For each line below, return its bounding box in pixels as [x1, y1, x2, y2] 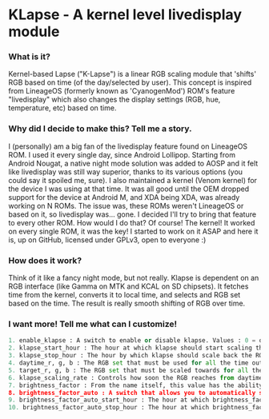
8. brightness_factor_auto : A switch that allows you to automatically [8, 389, 256, 397]
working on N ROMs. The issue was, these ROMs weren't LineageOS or [8, 201, 244, 210]
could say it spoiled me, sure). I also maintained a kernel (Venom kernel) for [8, 175, 258, 185]
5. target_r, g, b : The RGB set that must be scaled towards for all [8, 366, 249, 374]
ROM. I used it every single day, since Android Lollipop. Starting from [8, 150, 236, 159]
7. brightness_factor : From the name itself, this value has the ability [8, 381, 263, 389]
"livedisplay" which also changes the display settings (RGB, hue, [8, 94, 221, 105]
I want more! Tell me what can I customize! [8, 318, 178, 329]
